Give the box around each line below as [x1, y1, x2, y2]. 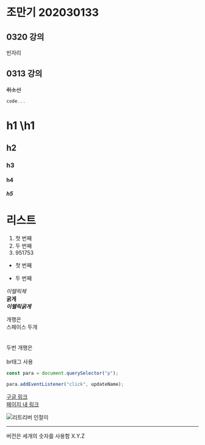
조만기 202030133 [6, 5, 99, 20]
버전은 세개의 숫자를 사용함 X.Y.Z [6, 432, 85, 440]
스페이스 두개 [6, 324, 38, 331]
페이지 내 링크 [6, 400, 40, 408]
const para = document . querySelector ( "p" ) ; [6, 370, 119, 377]
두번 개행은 [6, 344, 33, 351]
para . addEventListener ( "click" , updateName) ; [6, 382, 124, 388]
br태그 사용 [6, 358, 34, 366]
